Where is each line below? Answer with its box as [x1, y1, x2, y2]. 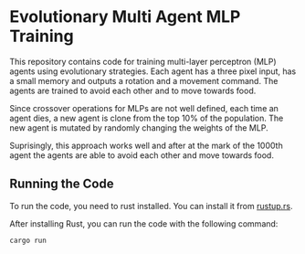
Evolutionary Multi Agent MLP [9, 6, 241, 27]
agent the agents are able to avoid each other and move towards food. [9, 149, 274, 161]
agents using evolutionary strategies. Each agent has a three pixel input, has [9, 66, 297, 77]
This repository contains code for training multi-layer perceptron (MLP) [9, 56, 277, 67]
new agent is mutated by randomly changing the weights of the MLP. [9, 122, 268, 133]
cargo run [9, 236, 47, 245]
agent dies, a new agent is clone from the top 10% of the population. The [9, 112, 284, 123]
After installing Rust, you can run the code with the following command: [9, 217, 279, 229]
